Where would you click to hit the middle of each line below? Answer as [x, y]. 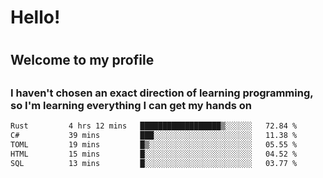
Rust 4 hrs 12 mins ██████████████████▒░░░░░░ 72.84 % [154, 126]
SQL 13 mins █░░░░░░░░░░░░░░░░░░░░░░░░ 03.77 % [154, 163]
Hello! [35, 17]
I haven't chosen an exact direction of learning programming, [162, 93]
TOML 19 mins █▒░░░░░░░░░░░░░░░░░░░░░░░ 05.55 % [154, 144]
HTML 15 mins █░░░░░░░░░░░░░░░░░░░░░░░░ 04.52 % [154, 154]
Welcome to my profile [82, 60]
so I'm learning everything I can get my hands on [131, 105]
